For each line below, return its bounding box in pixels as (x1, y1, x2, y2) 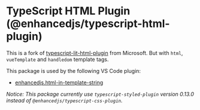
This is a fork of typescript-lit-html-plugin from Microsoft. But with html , (6, 49, 183, 56)
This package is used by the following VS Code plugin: (6, 67, 141, 74)
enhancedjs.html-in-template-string (14, 79, 104, 86)
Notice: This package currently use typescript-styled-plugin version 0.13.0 (6, 90, 195, 97)
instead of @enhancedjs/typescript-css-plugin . (6, 97, 123, 104)
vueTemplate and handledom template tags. (6, 56, 109, 63)
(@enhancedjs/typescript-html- (6, 17, 170, 30)
